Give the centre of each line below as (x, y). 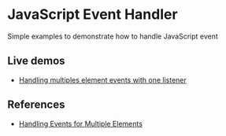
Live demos (36, 61)
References (36, 105)
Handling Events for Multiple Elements (81, 123)
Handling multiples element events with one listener (102, 79)
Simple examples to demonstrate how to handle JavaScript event (113, 36)
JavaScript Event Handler (93, 15)
